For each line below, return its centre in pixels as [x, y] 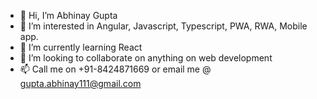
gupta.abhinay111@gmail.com [80, 83]
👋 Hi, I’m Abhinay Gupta [68, 15]
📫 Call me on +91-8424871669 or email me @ [115, 69]
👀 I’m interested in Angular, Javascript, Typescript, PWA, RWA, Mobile [163, 26]
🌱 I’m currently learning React [81, 47]
